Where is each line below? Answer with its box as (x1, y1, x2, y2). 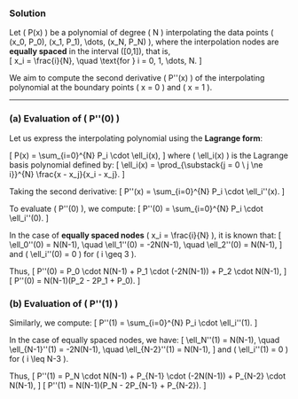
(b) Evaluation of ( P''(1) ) (9, 297, 119, 309)
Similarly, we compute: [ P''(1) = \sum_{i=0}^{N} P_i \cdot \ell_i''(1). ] (9, 317, 258, 328)
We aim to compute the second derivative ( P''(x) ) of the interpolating (9, 73, 265, 83)
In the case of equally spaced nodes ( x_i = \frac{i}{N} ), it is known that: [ (9, 230, 282, 240)
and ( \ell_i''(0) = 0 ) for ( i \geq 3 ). (9, 248, 137, 259)
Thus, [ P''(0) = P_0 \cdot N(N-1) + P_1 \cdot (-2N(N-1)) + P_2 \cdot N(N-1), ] (9, 265, 287, 277)
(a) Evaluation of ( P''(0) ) (9, 113, 120, 125)
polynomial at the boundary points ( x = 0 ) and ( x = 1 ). (9, 82, 213, 93)
